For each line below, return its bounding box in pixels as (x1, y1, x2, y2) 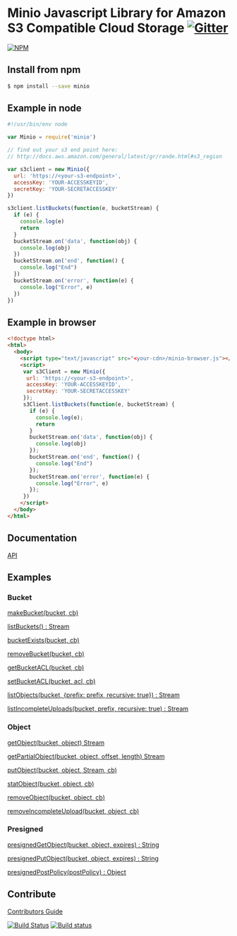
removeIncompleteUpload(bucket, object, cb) (7, 807, 140, 815)
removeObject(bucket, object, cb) (7, 793, 106, 802)
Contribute (7, 889, 56, 901)
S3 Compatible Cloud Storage (7, 20, 185, 36)
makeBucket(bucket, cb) (7, 609, 79, 617)
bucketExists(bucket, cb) (7, 636, 80, 645)
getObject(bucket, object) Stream (7, 738, 104, 747)
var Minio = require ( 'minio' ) (7, 134, 97, 141)
